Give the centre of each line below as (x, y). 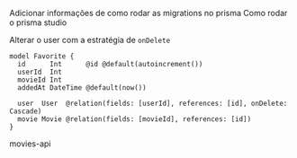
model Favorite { (42, 57)
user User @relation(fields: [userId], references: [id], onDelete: (153, 103)
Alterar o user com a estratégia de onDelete (90, 40)
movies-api (30, 144)
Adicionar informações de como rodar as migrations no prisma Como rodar (148, 13)
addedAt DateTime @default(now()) (82, 88)
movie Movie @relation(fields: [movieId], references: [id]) (135, 119)
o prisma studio (38, 22)
